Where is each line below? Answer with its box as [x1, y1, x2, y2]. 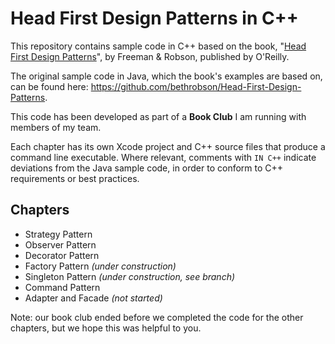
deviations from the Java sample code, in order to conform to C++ [10, 162, 284, 174]
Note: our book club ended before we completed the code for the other [10, 311, 304, 323]
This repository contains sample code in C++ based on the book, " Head [10, 40, 307, 52]
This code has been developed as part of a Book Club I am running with [10, 110, 307, 122]
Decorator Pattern [24, 249, 100, 261]
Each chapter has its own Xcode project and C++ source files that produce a [10, 140, 326, 152]
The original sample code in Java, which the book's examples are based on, [10, 70, 323, 82]
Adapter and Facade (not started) [24, 292, 163, 304]
